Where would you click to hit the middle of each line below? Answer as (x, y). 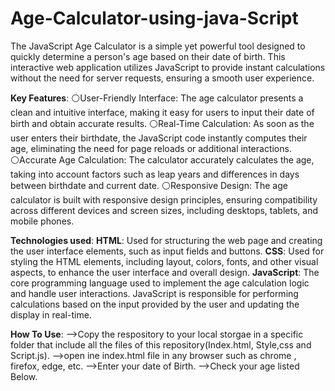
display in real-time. (51, 314)
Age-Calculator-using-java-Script (154, 18)
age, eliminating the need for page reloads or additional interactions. (151, 148)
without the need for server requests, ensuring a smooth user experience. (162, 78)
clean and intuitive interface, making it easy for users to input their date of (162, 112)
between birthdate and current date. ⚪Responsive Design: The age (149, 185)
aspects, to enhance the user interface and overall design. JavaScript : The (165, 272)
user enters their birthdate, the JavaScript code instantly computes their (159, 138)
